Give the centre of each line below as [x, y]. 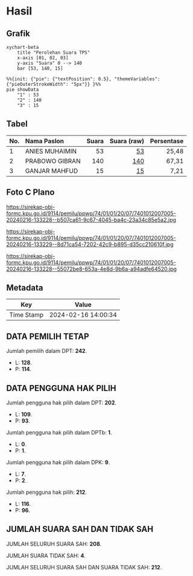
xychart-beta [23, 47]
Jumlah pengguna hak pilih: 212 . [47, 492]
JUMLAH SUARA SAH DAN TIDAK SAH [80, 529]
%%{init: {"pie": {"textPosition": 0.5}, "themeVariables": [84, 79]
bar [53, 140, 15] [40, 68]
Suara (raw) [127, 141]
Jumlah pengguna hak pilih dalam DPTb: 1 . [59, 433]
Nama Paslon [45, 141]
